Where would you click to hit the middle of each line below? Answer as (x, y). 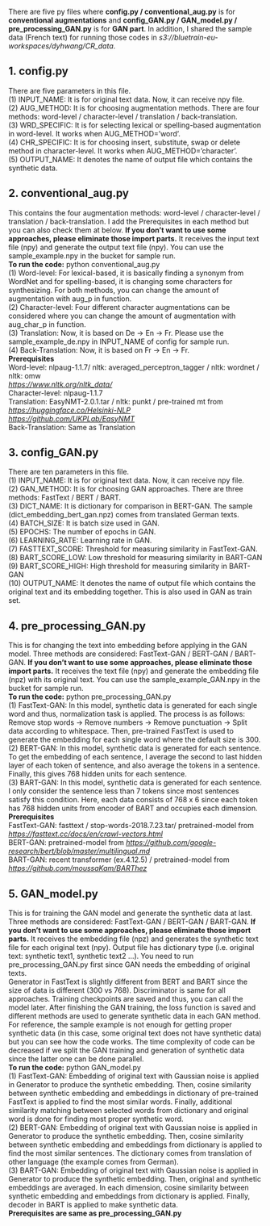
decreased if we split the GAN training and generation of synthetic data (127, 1050)
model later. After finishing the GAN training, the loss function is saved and (132, 1007)
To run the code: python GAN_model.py (75, 1068)
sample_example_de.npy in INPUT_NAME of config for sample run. (119, 341)
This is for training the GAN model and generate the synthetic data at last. (131, 913)
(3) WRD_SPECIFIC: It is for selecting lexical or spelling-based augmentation (135, 125)
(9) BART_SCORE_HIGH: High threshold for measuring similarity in (118, 566)
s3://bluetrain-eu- (188, 37)
